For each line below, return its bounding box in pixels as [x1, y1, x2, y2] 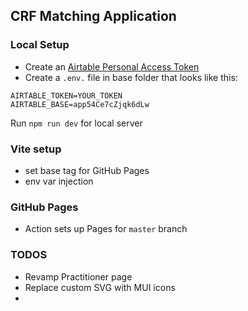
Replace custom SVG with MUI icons [24, 281, 176, 293]
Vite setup [10, 142, 62, 156]
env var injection [24, 175, 94, 187]
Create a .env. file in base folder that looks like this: [24, 71, 238, 83]
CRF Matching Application [10, 8, 177, 25]
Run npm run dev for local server [10, 117, 143, 129]
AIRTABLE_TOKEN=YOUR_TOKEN [10, 90, 123, 101]
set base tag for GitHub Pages [24, 164, 150, 176]
